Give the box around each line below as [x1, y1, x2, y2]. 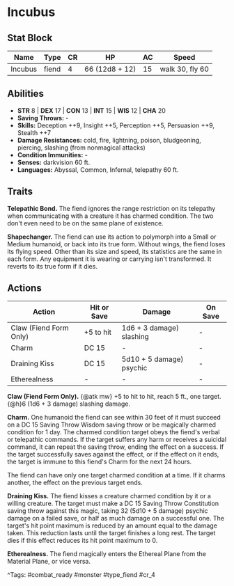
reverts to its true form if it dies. [7, 262, 97, 270]
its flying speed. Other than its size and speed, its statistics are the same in [7, 247, 222, 255]
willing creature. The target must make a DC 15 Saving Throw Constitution [7, 499, 219, 508]
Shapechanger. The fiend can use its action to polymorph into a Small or [7, 232, 217, 241]
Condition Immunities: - [17, 150, 88, 159]
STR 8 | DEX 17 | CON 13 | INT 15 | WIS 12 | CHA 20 [17, 106, 166, 115]
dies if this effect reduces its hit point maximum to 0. [7, 537, 158, 545]
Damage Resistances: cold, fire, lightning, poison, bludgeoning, [17, 136, 202, 144]
